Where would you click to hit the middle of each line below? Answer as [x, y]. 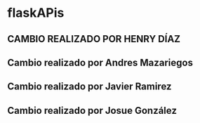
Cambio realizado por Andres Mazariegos [100, 62]
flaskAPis [36, 13]
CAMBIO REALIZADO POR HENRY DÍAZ [94, 39]
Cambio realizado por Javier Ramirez [89, 87]
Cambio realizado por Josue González [92, 110]
